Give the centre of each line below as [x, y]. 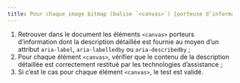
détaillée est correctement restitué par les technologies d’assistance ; [120, 64]
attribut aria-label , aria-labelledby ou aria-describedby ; [104, 49]
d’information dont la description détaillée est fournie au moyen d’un [118, 41]
